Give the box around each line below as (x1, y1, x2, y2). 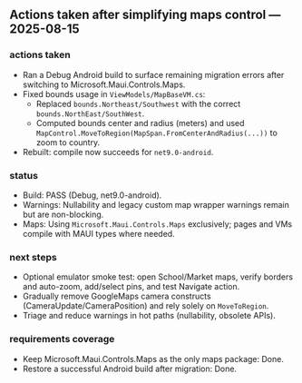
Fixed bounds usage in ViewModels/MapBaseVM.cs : (22, 88, 206, 99)
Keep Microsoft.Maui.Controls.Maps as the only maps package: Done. (22, 353, 284, 364)
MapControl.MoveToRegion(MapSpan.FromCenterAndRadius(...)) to (35, 127, 278, 138)
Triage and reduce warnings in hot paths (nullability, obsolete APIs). (22, 310, 277, 321)
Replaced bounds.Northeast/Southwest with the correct (35, 98, 241, 109)
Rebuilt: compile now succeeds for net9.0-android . (22, 146, 214, 157)
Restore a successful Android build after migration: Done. (22, 363, 238, 374)
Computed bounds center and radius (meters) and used (35, 117, 245, 128)
